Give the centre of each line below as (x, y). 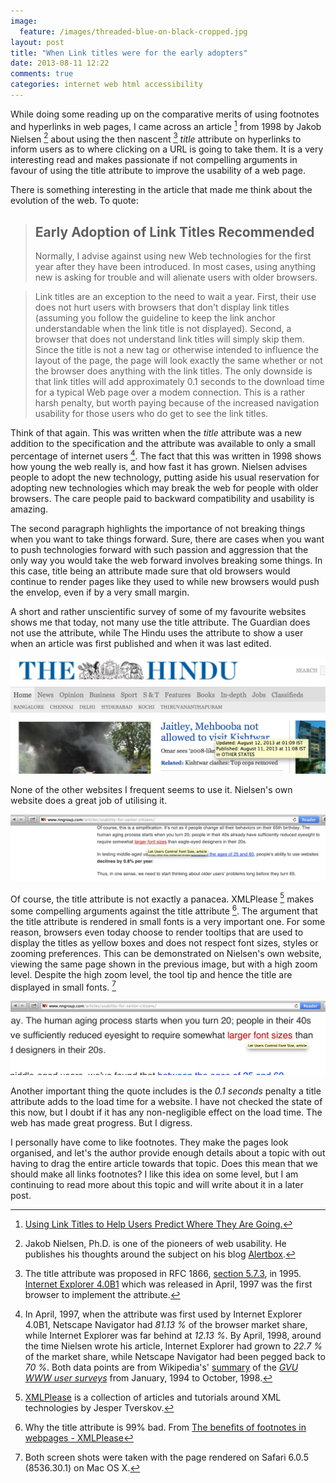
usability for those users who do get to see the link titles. (151, 413)
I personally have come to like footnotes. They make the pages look (149, 1142)
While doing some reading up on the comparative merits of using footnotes (165, 114)
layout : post (37, 42)
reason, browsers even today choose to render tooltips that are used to (157, 932)
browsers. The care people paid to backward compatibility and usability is (162, 498)
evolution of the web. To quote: (74, 201)
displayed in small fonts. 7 (63, 986)
